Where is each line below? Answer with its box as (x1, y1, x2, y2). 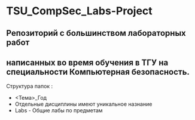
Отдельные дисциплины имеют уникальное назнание (14, 100, 153, 108)
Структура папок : (6, 82, 53, 90)
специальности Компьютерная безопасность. (6, 67, 190, 77)
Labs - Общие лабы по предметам (14, 107, 103, 114)
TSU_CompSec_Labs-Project (6, 4, 153, 18)
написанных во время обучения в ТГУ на (6, 57, 169, 67)
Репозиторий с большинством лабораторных (6, 28, 187, 38)
